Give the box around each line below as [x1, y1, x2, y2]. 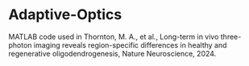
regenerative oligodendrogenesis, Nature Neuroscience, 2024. [8, 49, 217, 58]
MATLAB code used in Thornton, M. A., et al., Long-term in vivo [8, 32, 219, 41]
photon [8, 40, 32, 49]
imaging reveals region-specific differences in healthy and [33, 40, 227, 49]
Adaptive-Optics [8, 6, 122, 24]
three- [220, 32, 242, 41]
